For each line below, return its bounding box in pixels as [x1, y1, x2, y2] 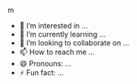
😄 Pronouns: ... [19, 59, 72, 68]
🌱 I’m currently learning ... [19, 30, 106, 39]
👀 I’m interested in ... [19, 21, 88, 30]
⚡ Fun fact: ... [19, 68, 64, 78]
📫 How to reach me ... [19, 47, 95, 57]
